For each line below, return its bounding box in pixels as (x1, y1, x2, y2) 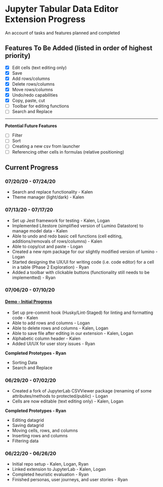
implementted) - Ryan (12, 274, 56, 280)
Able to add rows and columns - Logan (12, 320, 90, 326)
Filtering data (12, 438, 39, 444)
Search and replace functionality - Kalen (12, 189, 93, 195)
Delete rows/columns (12, 81, 55, 87)
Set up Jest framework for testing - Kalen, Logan (12, 217, 110, 223)
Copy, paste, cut (12, 97, 45, 103)
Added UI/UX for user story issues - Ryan (12, 340, 96, 347)
